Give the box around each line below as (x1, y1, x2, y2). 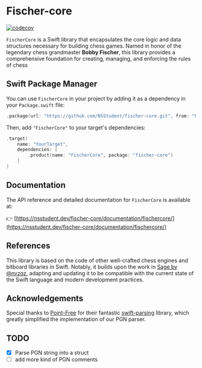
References (6, 241, 50, 251)
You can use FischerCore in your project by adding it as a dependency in (6, 95, 186, 102)
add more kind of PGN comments (14, 356, 98, 363)
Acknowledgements (6, 293, 84, 304)
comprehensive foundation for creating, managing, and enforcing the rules (6, 55, 191, 62)
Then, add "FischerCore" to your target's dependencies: (6, 123, 146, 131)
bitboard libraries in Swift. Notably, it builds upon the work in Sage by (6, 263, 178, 270)
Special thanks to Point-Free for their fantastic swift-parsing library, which (6, 309, 189, 317)
